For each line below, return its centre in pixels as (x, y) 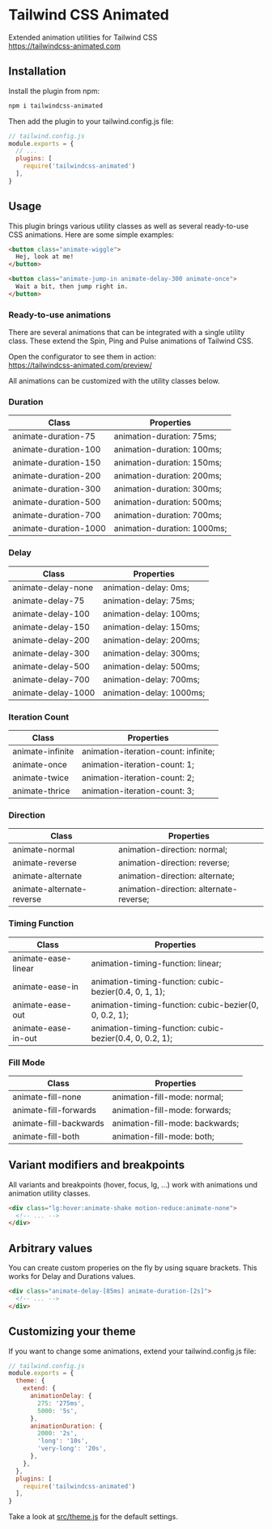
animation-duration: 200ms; (168, 476)
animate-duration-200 (57, 476)
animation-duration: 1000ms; (170, 529)
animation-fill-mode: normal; (168, 1097)
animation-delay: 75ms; (149, 601)
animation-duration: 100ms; (168, 449)
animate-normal (44, 850)
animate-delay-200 (51, 639)
